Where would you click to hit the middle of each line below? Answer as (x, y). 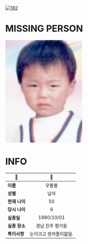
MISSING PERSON (44, 29)
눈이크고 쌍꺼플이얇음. (52, 234)
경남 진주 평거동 (51, 226)
